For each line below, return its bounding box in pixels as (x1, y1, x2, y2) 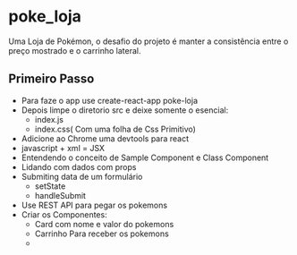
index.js (34, 114, 64, 124)
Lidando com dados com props (21, 161, 137, 172)
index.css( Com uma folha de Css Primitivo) (34, 123, 196, 134)
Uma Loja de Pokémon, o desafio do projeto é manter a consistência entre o (8, 36, 289, 47)
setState (34, 181, 66, 191)
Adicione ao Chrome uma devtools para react (21, 132, 190, 144)
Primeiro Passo (8, 72, 95, 87)
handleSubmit (34, 190, 87, 200)
